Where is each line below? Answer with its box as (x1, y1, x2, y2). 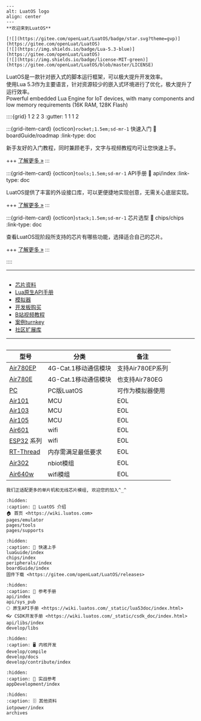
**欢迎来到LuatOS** (6, 25, 51, 31)
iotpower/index (6, 705, 44, 711)
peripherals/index (6, 560, 52, 566)
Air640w (9, 470, 34, 478)
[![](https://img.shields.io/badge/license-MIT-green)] (6, 57, 148, 63)
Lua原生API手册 (14, 288, 54, 296)
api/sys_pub (6, 599, 36, 605)
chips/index (6, 555, 36, 561)
